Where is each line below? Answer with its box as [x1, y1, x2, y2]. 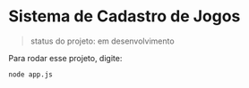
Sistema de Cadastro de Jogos [8, 6, 241, 27]
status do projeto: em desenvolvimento [30, 36, 176, 46]
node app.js [8, 69, 53, 79]
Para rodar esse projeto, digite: [8, 52, 123, 63]
